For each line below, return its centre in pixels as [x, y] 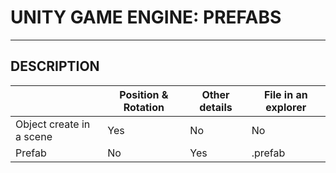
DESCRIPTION [55, 66]
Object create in [53, 124]
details [216, 107]
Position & [144, 94]
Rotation [144, 107]
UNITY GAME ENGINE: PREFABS [146, 17]
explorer [286, 107]
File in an [285, 94]
